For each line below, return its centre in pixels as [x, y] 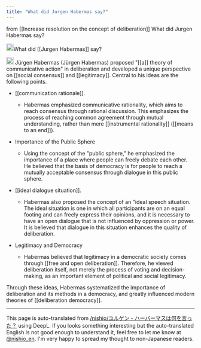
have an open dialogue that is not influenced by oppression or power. [109, 221]
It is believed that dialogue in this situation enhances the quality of [105, 227]
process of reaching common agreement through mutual [94, 117]
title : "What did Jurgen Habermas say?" [57, 12]
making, [33, 276]
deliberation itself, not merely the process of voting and [92, 269]
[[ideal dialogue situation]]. [48, 190]
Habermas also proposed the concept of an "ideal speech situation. [107, 202]
